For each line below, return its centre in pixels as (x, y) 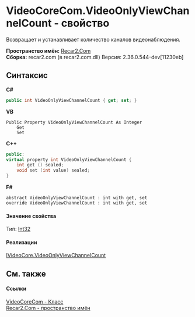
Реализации (22, 242)
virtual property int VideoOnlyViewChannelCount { (69, 159)
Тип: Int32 (18, 229)
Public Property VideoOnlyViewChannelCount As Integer (74, 122)
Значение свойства (31, 216)
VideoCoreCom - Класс (35, 302)
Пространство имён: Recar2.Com (48, 50)
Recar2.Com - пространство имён (48, 308)
